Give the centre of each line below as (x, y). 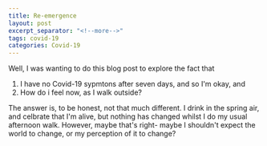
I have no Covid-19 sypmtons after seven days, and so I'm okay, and (133, 84)
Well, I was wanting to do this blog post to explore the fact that (111, 68)
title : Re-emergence (43, 16)
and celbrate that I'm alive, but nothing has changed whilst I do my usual (128, 116)
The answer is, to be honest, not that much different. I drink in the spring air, (134, 108)
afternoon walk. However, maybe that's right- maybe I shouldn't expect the (132, 125)
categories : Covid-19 (44, 46)
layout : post (30, 23)
